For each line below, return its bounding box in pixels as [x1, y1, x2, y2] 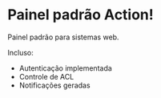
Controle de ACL [18, 71, 74, 81]
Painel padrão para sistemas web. [7, 32, 119, 42]
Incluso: [7, 47, 34, 57]
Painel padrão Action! [7, 6, 154, 24]
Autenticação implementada [18, 63, 113, 73]
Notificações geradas [18, 80, 91, 90]
